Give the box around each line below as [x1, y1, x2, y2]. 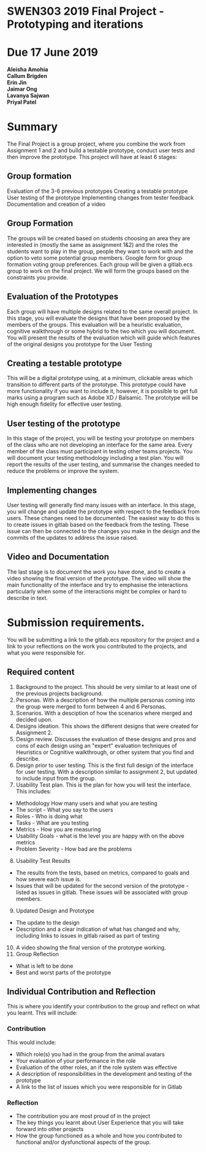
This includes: [15, 787, 51, 795]
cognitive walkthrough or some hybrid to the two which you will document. [7, 327, 196, 335]
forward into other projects [15, 1125, 84, 1132]
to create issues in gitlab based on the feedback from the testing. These [7, 521, 189, 528]
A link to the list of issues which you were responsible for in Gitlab [15, 1083, 183, 1091]
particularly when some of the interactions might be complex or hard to [7, 588, 187, 595]
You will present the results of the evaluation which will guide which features [7, 333, 200, 341]
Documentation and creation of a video [7, 200, 106, 208]
